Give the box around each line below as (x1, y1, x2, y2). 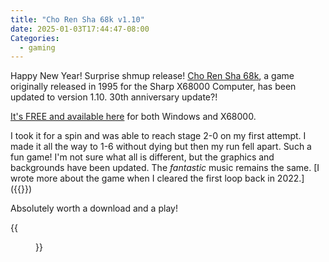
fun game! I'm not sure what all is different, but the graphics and (10, 151, 275, 163)
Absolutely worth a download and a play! (10, 202, 178, 215)
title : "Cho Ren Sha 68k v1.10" (10, 14, 145, 25)
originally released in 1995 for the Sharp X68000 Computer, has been (10, 81, 297, 93)
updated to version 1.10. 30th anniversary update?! (10, 91, 218, 103)
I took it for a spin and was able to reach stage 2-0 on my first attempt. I (10, 130, 307, 142)
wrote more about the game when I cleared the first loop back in (10, 172, 275, 185)
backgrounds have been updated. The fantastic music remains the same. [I (10, 162, 320, 174)
